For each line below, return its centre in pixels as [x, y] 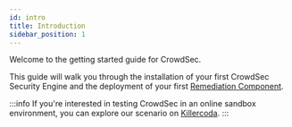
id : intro [28, 17]
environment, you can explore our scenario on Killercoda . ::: [119, 114]
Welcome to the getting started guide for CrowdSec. [105, 60]
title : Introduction [48, 26]
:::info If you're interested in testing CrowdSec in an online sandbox [133, 104]
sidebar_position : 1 [48, 34]
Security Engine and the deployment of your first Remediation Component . [146, 87]
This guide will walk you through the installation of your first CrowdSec [139, 77]
